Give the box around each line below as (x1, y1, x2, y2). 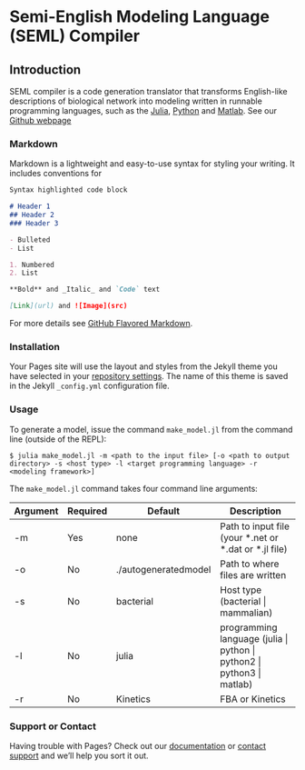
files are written (219, 568, 287, 581)
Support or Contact (9, 720, 97, 733)
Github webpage (9, 115, 72, 125)
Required (67, 505, 108, 517)
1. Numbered (9, 260, 54, 269)
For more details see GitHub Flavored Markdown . (9, 318, 193, 329)
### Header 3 (9, 218, 59, 228)
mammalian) (219, 606, 273, 619)
